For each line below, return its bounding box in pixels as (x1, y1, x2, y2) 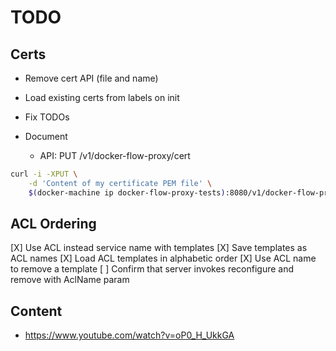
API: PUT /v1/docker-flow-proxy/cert (39, 150, 191, 161)
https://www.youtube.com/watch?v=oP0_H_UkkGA (24, 329, 235, 341)
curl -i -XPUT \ (10, 169, 78, 179)
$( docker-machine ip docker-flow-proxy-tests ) (28, 187, 226, 198)
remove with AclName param (10, 274, 130, 286)
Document (24, 131, 68, 142)
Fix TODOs (24, 111, 70, 123)
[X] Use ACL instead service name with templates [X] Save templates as (10, 242, 308, 254)
